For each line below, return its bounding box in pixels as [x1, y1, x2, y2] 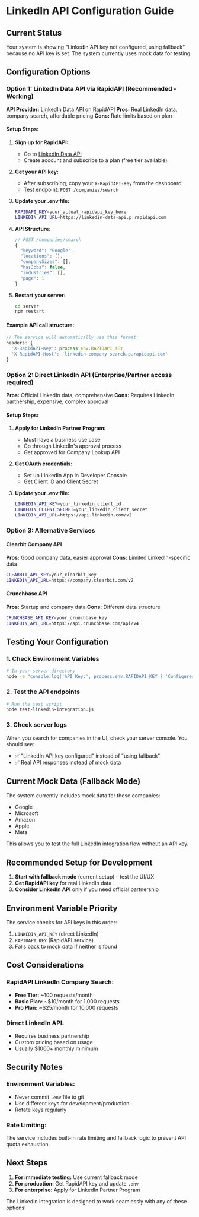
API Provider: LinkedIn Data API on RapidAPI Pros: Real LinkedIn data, [6, 106, 178, 113]
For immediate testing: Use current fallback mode [14, 1174, 138, 1181]
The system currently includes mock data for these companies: [6, 792, 161, 799]
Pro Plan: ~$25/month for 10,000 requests [14, 1004, 118, 1011]
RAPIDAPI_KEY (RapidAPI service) [14, 937, 94, 944]
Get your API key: [14, 168, 59, 175]
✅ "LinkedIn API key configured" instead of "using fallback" [14, 752, 161, 759]
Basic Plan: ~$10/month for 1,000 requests [14, 997, 120, 1004]
